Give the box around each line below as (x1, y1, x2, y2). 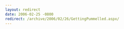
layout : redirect (5, 7, 41, 12)
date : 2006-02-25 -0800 (5, 12, 54, 17)
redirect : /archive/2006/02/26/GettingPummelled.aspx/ (5, 16, 120, 21)
